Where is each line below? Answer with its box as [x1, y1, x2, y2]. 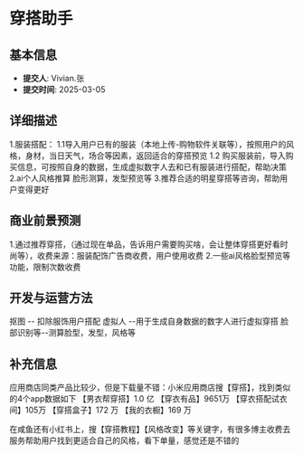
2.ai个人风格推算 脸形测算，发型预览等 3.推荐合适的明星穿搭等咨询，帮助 [9, 173, 280, 184]
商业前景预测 [9, 213, 81, 229]
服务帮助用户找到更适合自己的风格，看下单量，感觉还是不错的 [9, 435, 240, 446]
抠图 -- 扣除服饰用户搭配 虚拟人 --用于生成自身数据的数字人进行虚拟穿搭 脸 [9, 316, 289, 326]
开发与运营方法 [9, 290, 93, 306]
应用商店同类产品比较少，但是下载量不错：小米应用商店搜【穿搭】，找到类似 [9, 382, 291, 393]
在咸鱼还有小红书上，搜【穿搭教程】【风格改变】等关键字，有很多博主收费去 [9, 424, 291, 435]
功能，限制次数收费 [9, 261, 81, 272]
